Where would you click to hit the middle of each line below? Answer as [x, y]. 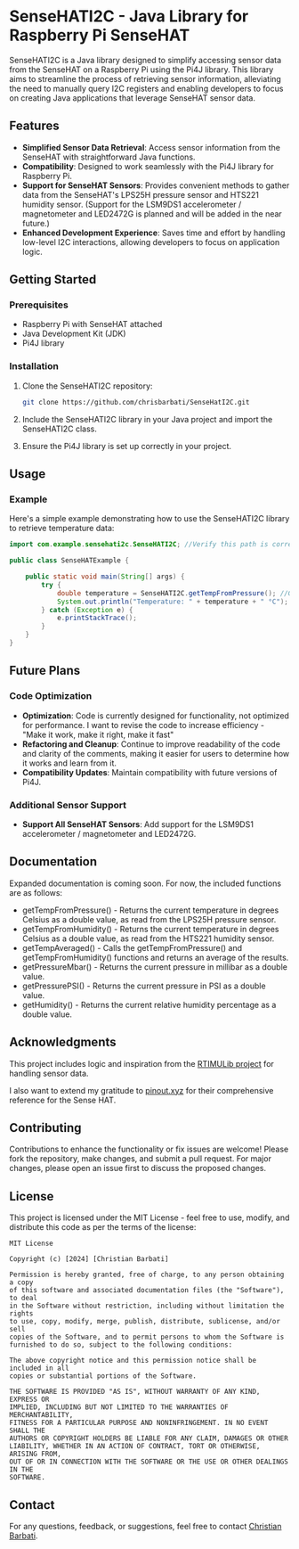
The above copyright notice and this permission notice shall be [133, 1361]
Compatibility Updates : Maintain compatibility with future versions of [149, 772]
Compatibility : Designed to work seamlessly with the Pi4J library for [148, 166]
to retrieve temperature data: [62, 529]
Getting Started [53, 279]
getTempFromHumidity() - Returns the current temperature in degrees [150, 929]
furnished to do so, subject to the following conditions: [121, 1345]
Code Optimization [51, 696]
